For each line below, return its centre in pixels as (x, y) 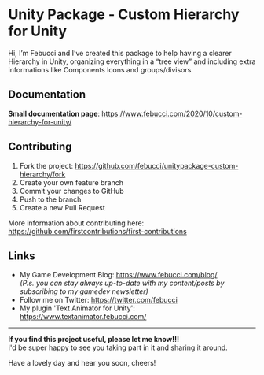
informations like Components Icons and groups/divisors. (101, 69)
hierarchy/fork (42, 174)
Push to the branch (50, 199)
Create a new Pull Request (62, 207)
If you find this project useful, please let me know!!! (93, 340)
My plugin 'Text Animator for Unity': (77, 308)
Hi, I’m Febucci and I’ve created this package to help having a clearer (120, 53)
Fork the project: (46, 165)
